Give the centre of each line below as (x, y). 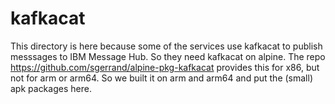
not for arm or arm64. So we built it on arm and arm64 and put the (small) (161, 78)
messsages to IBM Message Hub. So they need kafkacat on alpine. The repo (168, 56)
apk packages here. (51, 88)
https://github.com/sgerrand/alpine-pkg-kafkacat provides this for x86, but (165, 67)
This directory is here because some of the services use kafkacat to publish (166, 46)
